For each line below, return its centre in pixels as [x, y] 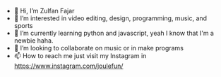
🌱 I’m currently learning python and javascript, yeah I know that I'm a [114, 33]
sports [23, 26]
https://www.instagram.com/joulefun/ [68, 66]
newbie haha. [34, 41]
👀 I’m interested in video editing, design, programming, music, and [110, 18]
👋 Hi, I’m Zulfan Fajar [44, 11]
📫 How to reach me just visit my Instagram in [80, 56]
